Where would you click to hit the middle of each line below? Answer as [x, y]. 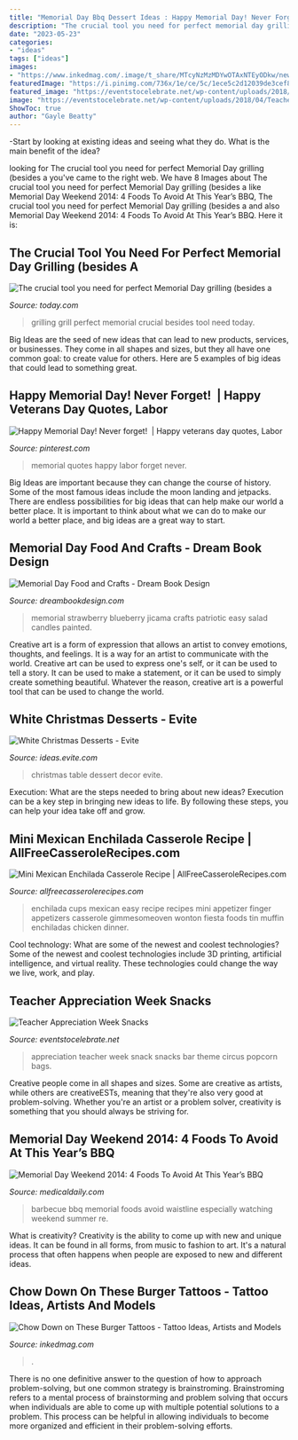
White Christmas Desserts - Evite [103, 719]
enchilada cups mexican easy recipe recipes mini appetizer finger [151, 909]
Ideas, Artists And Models [82, 1306]
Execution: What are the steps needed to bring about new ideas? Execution [146, 792]
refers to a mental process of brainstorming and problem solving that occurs [149, 1397]
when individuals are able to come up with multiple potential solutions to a [144, 1406]
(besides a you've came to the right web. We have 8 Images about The [138, 177]
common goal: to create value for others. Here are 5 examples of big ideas [145, 358]
